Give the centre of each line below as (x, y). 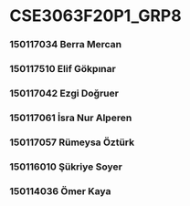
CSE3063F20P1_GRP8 (95, 16)
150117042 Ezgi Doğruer (64, 93)
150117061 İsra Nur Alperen (71, 118)
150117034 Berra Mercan (66, 45)
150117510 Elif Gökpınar (63, 69)
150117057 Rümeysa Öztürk (72, 142)
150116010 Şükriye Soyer (66, 167)
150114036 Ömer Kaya (60, 191)
